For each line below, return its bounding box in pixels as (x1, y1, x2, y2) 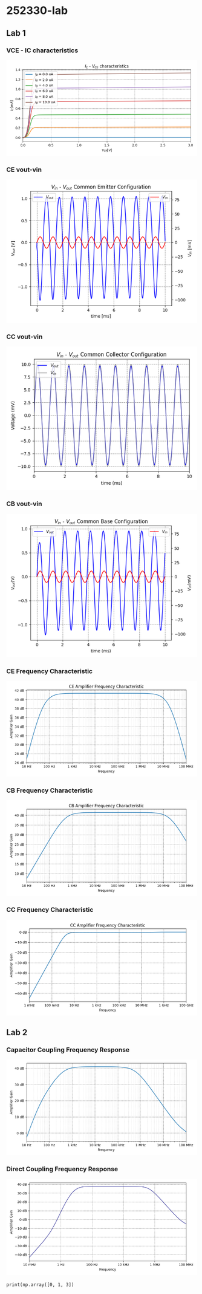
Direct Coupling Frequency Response (6, 1165, 119, 1173)
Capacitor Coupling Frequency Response (6, 1046, 130, 1054)
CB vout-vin (6, 499, 42, 508)
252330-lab (6, 4, 68, 18)
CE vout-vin (6, 165, 42, 174)
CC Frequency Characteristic (6, 906, 94, 914)
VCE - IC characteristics (6, 46, 79, 55)
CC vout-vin (6, 332, 43, 341)
